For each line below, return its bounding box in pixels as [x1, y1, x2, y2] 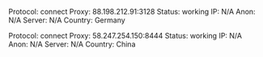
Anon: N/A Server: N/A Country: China [8, 39, 136, 49]
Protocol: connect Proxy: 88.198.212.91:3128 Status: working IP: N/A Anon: [8, 7, 257, 16]
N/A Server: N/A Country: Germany [8, 15, 125, 25]
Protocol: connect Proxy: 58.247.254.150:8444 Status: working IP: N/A [8, 31, 243, 40]
